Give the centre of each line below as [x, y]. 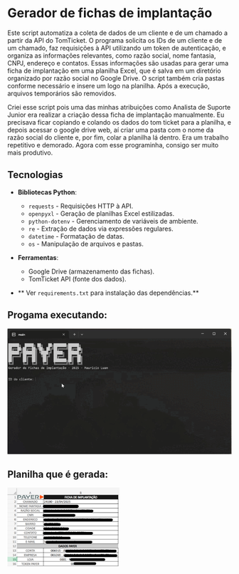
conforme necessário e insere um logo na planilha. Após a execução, [108, 85]
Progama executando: [58, 315]
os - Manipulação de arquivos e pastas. [86, 244]
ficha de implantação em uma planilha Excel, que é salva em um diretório [115, 71]
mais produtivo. [30, 152]
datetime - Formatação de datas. [76, 236]
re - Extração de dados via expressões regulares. [101, 229]
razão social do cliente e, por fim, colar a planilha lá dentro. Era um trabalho [118, 137]
